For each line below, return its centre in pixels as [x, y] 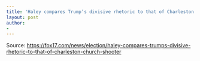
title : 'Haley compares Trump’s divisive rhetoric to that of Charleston [100, 12]
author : [16, 23]
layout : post [22, 17]
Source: [16, 45]
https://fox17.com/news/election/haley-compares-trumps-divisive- [109, 45]
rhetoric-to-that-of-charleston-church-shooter [64, 52]
